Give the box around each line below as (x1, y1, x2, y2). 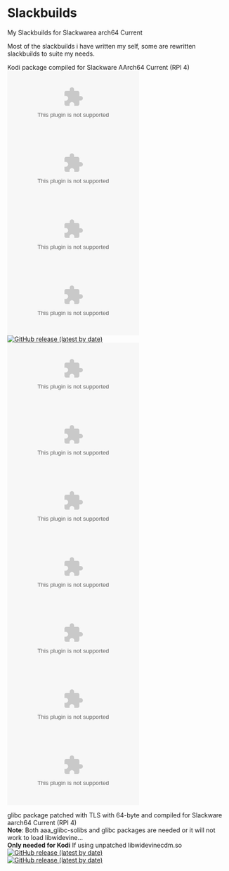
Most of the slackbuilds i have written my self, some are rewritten (7, 42, 196, 50)
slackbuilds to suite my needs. (7, 49, 95, 58)
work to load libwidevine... (7, 833, 83, 841)
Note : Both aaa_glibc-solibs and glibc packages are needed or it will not (7, 826, 216, 834)
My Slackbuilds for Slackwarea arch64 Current (7, 28, 143, 37)
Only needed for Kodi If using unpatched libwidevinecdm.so (7, 841, 183, 849)
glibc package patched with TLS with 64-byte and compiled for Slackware (7, 810, 223, 819)
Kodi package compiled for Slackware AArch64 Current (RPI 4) (7, 63, 190, 71)
